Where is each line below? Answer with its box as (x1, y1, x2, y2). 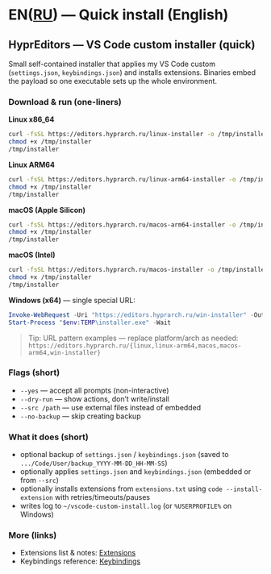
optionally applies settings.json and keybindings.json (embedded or (19, 467, 252, 476)
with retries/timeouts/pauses (55, 493, 151, 502)
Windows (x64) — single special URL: (8, 295, 135, 305)
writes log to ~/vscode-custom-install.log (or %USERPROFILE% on (19, 501, 232, 511)
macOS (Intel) (8, 250, 56, 260)
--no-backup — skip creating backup (19, 411, 141, 421)
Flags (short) (8, 367, 60, 378)
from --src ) (19, 476, 59, 485)
